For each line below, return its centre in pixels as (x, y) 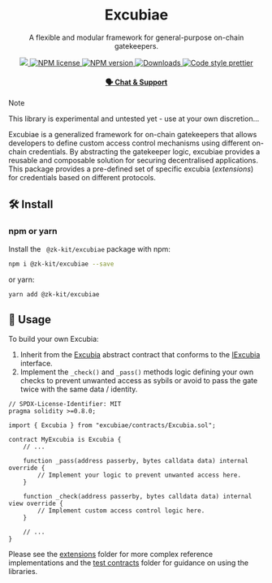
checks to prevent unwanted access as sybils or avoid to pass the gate (139, 381)
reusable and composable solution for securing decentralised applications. (133, 161)
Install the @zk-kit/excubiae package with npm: (89, 248)
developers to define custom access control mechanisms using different (129, 143)
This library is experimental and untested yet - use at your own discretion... (134, 119)
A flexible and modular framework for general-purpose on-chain (136, 37)
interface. (36, 364)
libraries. (23, 572)
